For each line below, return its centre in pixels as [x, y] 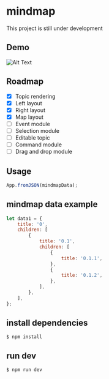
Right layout [30, 110]
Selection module [37, 130]
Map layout [29, 117]
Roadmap [25, 82]
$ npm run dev [24, 370]
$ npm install [24, 337]
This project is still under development [55, 28]
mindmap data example [52, 204]
